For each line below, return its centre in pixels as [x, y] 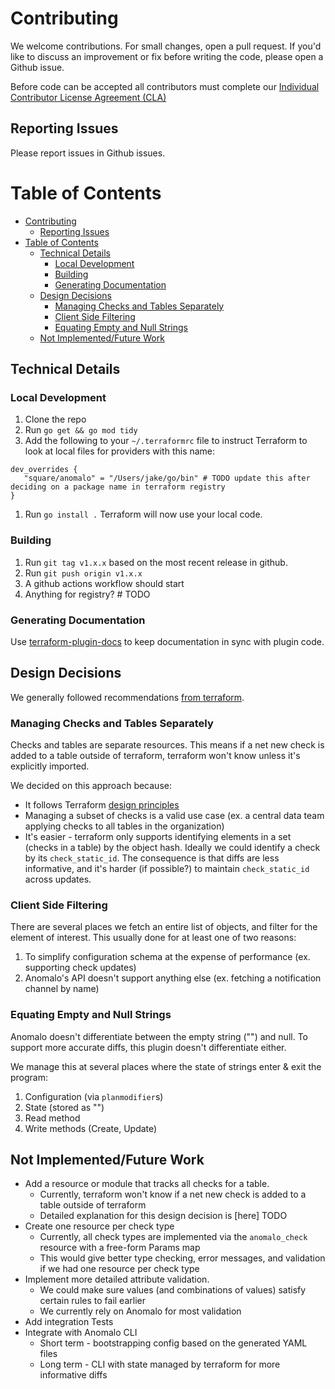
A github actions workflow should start [104, 583]
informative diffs [73, 1375]
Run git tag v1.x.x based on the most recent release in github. [156, 562]
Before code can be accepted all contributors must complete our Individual [165, 86]
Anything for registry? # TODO [87, 594]
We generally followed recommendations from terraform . [127, 697]
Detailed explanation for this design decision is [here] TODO [163, 1216]
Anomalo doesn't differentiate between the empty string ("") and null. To [159, 1036]
